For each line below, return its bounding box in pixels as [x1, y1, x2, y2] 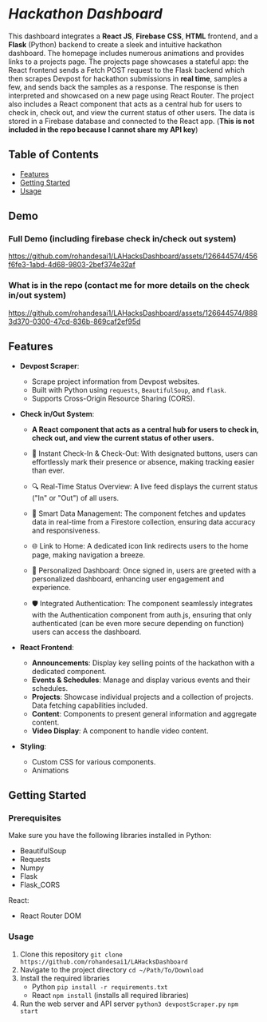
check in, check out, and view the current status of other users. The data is [8, 107, 255, 117]
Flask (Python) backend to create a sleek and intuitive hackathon [8, 39, 222, 49]
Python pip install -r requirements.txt [31, 981, 168, 992]
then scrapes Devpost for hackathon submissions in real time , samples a [8, 74, 248, 83]
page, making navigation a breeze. [31, 549, 146, 560]
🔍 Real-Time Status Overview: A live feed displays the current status [31, 481, 258, 491]
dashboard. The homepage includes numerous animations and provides [8, 48, 245, 58]
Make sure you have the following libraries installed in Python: [8, 831, 212, 840]
